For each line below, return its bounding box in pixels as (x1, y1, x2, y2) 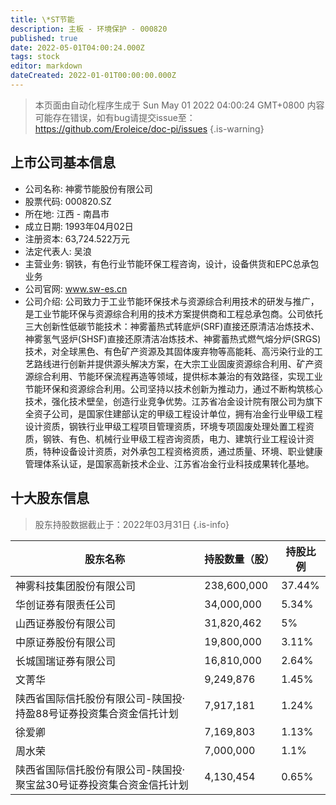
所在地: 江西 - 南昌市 (24, 207, 110, 220)
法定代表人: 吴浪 (24, 245, 92, 257)
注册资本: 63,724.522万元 (24, 232, 130, 245)
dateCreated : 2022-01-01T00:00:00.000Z (10, 71, 177, 81)
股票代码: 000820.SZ (24, 195, 112, 207)
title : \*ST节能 (10, 14, 75, 25)
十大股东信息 (10, 490, 90, 507)
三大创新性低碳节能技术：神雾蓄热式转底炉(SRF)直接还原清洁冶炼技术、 (24, 320, 320, 332)
